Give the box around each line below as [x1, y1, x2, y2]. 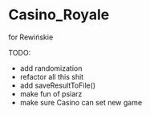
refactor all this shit [19, 72, 84, 81]
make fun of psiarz [19, 88, 83, 98]
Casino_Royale [8, 6, 110, 24]
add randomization [19, 63, 83, 73]
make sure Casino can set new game [19, 97, 143, 107]
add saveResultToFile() [19, 80, 96, 90]
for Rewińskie [8, 32, 54, 42]
